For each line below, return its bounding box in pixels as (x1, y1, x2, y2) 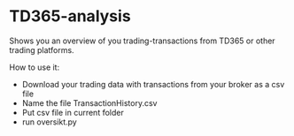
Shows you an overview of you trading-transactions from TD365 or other (9, 35, 276, 46)
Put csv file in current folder (21, 107, 124, 117)
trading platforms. (9, 44, 74, 55)
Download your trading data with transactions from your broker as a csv (21, 79, 285, 89)
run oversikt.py (21, 117, 77, 127)
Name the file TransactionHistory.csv (21, 97, 158, 108)
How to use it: (9, 62, 60, 72)
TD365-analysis (9, 6, 131, 26)
